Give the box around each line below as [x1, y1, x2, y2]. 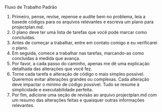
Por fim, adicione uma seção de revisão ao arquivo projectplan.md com [11, 92, 157, 98]
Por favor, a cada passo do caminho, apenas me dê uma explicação [11, 61, 150, 66]
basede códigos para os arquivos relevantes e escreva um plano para [11, 19, 154, 25]
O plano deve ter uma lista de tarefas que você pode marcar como [11, 29, 147, 35]
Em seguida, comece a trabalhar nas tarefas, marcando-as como [11, 50, 144, 56]
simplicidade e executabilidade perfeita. [11, 87, 93, 92]
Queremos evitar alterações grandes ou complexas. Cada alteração [11, 76, 150, 82]
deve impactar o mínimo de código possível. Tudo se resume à [11, 82, 140, 87]
